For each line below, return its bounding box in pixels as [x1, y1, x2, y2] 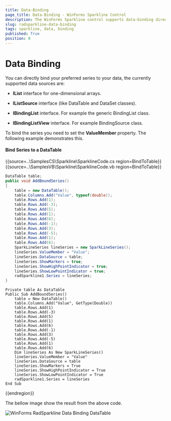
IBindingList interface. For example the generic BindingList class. [12, 110, 150, 116]
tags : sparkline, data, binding [5, 27, 74, 32]
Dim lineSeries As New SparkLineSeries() [14, 350, 103, 355]
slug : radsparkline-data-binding [5, 21, 76, 27]
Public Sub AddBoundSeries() [5, 292, 67, 297]
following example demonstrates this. [5, 135, 84, 141]
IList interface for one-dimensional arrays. [12, 90, 102, 96]
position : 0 [5, 36, 31, 41]
